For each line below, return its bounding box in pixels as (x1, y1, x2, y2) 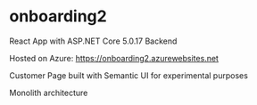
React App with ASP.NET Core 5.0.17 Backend (9, 36, 178, 46)
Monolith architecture (9, 87, 88, 98)
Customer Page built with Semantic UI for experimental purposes (9, 69, 248, 81)
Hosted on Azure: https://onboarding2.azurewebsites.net (9, 52, 219, 63)
